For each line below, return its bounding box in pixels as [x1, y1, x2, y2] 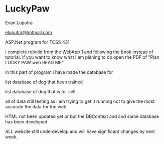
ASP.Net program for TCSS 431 [5, 39, 70, 45]
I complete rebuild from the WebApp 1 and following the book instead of [5, 49, 153, 55]
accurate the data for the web [5, 103, 67, 109]
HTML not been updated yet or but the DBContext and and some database [5, 113, 159, 119]
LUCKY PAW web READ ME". [5, 59, 65, 65]
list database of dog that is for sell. [5, 88, 77, 94]
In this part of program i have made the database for [5, 69, 113, 75]
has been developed [5, 118, 48, 124]
